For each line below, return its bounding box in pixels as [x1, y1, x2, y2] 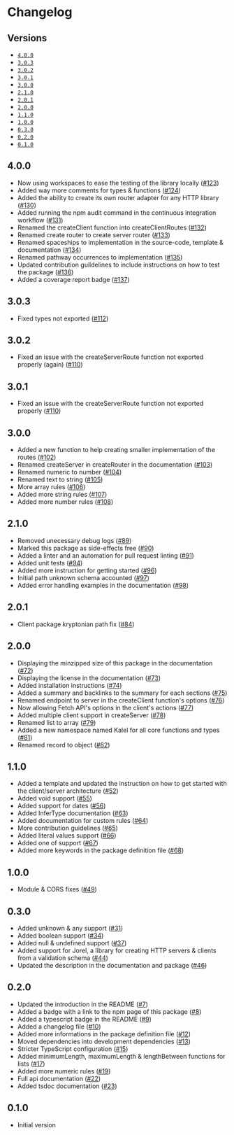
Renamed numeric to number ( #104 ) [17, 468, 122, 477]
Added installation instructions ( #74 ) [17, 681, 122, 689]
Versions [7, 32, 47, 44]
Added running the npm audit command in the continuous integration [17, 208, 217, 217]
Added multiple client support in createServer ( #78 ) [17, 711, 166, 719]
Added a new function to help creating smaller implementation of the [17, 446, 215, 454]
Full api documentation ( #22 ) [17, 1074, 101, 1083]
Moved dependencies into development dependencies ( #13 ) [17, 1037, 191, 1045]
